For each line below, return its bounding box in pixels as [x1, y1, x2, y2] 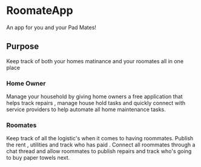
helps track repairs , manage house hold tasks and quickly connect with [6, 100, 186, 107]
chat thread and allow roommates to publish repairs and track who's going [6, 148, 192, 155]
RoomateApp [6, 4, 74, 18]
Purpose [6, 41, 39, 52]
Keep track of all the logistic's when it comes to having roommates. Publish [6, 135, 194, 142]
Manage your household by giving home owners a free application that [6, 93, 183, 100]
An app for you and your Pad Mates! [6, 24, 97, 31]
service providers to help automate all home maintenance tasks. [6, 106, 166, 113]
